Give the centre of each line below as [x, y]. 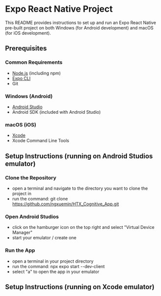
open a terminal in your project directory [53, 261]
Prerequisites [26, 48]
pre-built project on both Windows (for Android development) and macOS [79, 27]
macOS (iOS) [21, 124]
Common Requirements [34, 62]
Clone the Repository [31, 177]
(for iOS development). [28, 33]
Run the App [20, 250]
